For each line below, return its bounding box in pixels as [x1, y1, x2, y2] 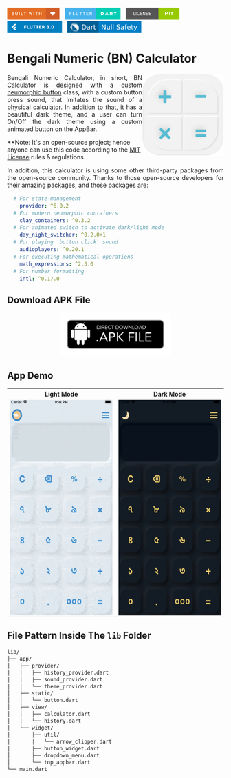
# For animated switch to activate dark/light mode [13, 224, 165, 231]
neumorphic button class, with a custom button [7, 88, 143, 97]
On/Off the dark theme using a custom [7, 117, 142, 126]
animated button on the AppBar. [7, 125, 98, 133]
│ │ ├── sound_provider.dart [7, 677, 103, 684]
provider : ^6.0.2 [19, 202, 69, 209]
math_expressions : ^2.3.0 [19, 260, 94, 268]
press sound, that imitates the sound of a [7, 95, 142, 103]
